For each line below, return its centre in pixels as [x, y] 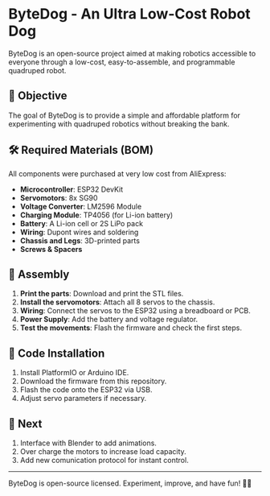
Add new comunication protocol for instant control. [104, 460]
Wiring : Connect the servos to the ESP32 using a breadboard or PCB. [135, 311]
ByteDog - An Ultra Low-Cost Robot [129, 14]
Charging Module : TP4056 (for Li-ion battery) [96, 215]
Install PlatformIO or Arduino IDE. [74, 373]
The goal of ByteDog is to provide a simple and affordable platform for [125, 115]
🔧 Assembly [39, 274]
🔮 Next [25, 424]
